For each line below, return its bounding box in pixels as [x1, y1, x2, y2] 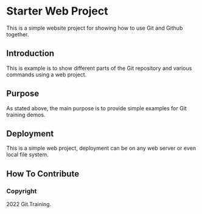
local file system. [6, 151, 49, 158]
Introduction [6, 48, 55, 59]
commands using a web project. [6, 71, 87, 78]
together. [6, 30, 29, 38]
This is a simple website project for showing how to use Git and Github [6, 24, 183, 32]
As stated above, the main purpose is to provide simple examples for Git [6, 104, 187, 112]
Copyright [6, 187, 37, 195]
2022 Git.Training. [6, 201, 52, 208]
